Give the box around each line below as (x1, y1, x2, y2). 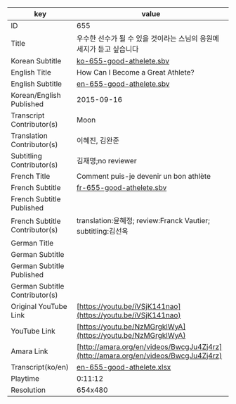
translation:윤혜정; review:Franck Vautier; (76, 216, 211, 225)
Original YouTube (11, 302, 68, 311)
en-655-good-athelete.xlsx (76, 362, 171, 372)
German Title (11, 239, 54, 248)
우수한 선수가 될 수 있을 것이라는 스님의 (76, 34, 198, 43)
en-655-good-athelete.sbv (76, 79, 170, 89)
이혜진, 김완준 (76, 136, 119, 145)
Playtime (11, 374, 40, 383)
